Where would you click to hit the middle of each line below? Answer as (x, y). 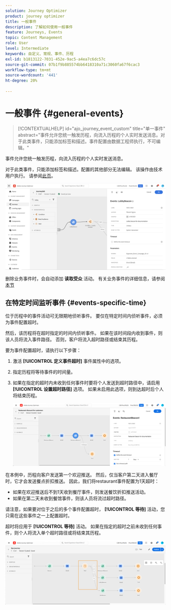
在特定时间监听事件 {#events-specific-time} (76, 302)
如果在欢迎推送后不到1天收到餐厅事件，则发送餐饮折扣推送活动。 (80, 492)
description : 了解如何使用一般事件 (39, 27)
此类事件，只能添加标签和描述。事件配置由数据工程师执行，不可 (89, 141)
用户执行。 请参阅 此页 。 (31, 175)
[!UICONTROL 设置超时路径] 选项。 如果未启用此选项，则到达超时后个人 (88, 389)
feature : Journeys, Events (34, 32)
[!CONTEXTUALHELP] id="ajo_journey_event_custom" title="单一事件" (91, 128)
